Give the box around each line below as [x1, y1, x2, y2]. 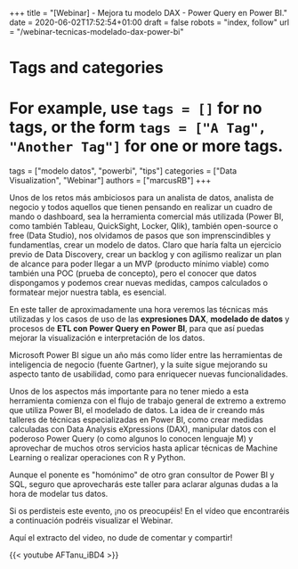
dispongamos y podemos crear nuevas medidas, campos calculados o [9, 278, 269, 289]
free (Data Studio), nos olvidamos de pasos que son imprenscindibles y [9, 231, 271, 241]
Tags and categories [9, 58, 164, 78]
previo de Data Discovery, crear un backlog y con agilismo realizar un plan [9, 249, 282, 260]
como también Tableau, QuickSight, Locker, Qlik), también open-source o [9, 221, 278, 232]
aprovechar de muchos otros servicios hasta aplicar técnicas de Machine [9, 443, 278, 453]
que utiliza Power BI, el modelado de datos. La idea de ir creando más [9, 405, 265, 416]
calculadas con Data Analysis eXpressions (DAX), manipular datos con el [9, 424, 277, 435]
